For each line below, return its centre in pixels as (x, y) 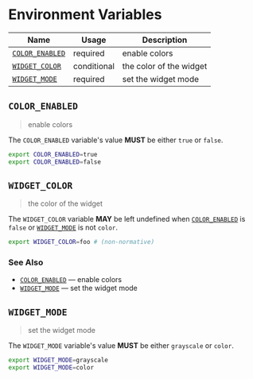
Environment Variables (85, 15)
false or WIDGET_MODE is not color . (63, 227)
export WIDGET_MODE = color (51, 368)
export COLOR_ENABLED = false (55, 162)
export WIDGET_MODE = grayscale (58, 360)
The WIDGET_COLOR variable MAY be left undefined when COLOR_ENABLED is (127, 219)
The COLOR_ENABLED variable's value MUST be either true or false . (116, 140)
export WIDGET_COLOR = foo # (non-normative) (82, 242)
